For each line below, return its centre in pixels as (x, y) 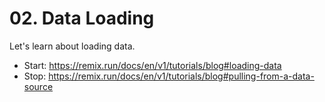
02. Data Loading (82, 18)
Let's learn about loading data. (72, 46)
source (38, 86)
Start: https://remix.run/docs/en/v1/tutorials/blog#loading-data (152, 65)
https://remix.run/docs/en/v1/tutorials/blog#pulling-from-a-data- (181, 76)
